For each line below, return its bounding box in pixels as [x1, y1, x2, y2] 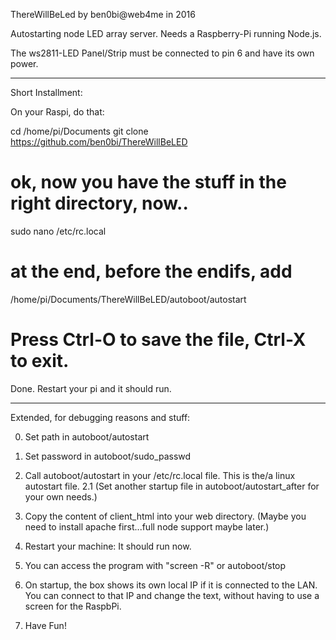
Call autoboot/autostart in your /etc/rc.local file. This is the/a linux [24, 469, 296, 481]
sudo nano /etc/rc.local [10, 225, 107, 237]
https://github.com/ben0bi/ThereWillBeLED [10, 136, 188, 148]
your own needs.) [24, 490, 98, 503]
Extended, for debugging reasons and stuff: [10, 411, 191, 423]
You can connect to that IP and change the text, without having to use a [24, 589, 320, 601]
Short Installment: [10, 87, 83, 98]
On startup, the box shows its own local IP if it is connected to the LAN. [24, 579, 318, 591]
